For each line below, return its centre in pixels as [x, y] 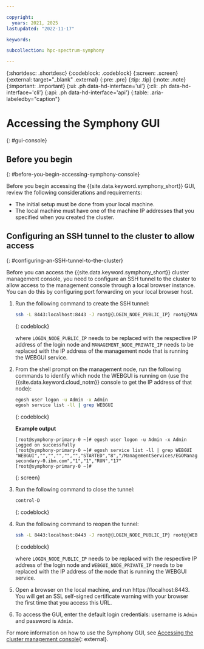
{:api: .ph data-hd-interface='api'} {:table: [97, 92]
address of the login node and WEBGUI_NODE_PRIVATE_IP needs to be [99, 565]
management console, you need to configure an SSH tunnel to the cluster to [101, 279]
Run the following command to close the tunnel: [75, 490]
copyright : [20, 17]
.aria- [157, 92]
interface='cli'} [25, 92]
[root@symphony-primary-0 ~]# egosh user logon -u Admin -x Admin [101, 440]
